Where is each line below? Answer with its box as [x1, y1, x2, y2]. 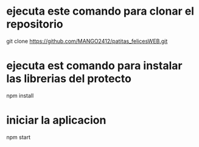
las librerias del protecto [6, 72, 132, 86]
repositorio [6, 17, 63, 31]
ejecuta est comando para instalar [6, 59, 183, 73]
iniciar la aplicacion [6, 113, 106, 127]
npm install [6, 91, 34, 99]
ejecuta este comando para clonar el [6, 4, 195, 18]
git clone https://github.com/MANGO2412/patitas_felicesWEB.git [6, 37, 168, 45]
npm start [6, 133, 31, 141]
